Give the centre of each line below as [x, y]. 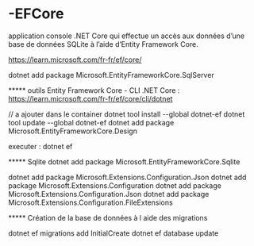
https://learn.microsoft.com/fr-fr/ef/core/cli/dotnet [90, 98]
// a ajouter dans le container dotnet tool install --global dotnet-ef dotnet [127, 114]
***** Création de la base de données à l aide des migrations [108, 217]
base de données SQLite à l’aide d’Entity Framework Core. [103, 44]
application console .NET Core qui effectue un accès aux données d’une [126, 36]
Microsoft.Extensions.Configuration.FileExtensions [90, 202]
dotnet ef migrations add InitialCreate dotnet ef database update [114, 233]
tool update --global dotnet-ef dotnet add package [91, 122]
